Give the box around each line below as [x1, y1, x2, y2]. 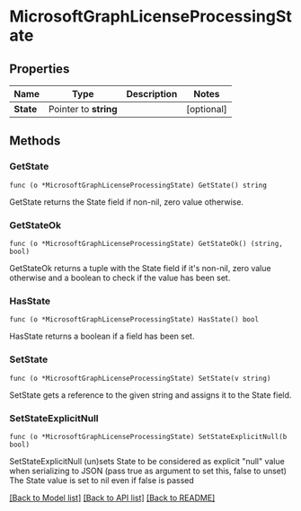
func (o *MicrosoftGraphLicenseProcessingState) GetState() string [9, 181, 268, 189]
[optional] [185, 103, 227, 115]
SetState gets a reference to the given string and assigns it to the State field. [9, 389, 292, 401]
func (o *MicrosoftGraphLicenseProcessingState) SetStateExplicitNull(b [9, 432, 288, 441]
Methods [9, 133, 61, 149]
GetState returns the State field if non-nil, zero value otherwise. [9, 196, 244, 207]
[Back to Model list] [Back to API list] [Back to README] [9, 492, 216, 503]
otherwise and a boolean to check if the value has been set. [9, 272, 231, 283]
